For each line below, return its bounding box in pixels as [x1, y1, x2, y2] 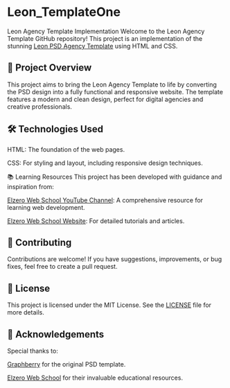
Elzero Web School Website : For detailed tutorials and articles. [7, 216, 185, 225]
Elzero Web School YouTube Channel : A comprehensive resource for [7, 195, 203, 204]
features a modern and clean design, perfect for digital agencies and [7, 95, 204, 103]
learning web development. [7, 203, 85, 211]
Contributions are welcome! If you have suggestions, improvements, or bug [7, 255, 222, 263]
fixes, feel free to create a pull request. [7, 263, 118, 271]
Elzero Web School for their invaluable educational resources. [7, 373, 184, 382]
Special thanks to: [7, 347, 59, 355]
